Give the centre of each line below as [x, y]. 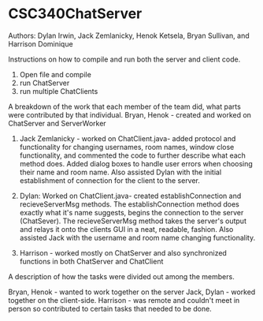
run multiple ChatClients [59, 91]
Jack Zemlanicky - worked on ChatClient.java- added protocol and [128, 138]
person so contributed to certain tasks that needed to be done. [110, 308]
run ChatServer [44, 83]
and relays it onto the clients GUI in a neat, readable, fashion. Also [126, 229]
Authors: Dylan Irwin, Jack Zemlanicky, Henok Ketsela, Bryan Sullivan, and [129, 35]
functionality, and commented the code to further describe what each [133, 155]
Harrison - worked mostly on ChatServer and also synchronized [123, 252]
